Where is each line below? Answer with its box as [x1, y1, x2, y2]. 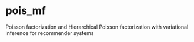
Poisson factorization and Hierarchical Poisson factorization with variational [5, 23, 189, 30]
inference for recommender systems [5, 29, 94, 36]
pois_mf [5, 4, 46, 17]
